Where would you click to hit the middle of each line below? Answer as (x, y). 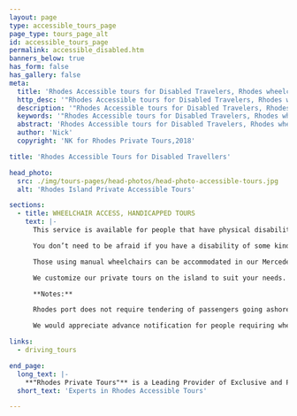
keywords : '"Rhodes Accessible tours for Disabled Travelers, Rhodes (148, 116)
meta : (19, 83)
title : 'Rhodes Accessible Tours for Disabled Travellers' (120, 157)
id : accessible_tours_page (59, 42)
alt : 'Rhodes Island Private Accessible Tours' (107, 189)
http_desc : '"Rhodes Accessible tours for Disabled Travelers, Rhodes (150, 100)
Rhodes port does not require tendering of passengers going (148, 310)
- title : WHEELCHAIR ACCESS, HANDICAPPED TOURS (107, 213)
